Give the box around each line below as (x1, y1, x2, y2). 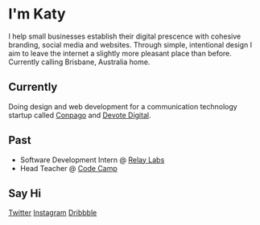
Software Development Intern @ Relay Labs (19, 154, 165, 165)
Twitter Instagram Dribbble (8, 208, 97, 218)
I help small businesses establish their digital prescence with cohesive (8, 31, 241, 41)
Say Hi (8, 186, 42, 200)
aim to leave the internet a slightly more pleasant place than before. (8, 48, 232, 58)
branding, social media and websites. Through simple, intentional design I (8, 39, 253, 49)
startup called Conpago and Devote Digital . (8, 110, 151, 120)
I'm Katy (8, 5, 66, 23)
